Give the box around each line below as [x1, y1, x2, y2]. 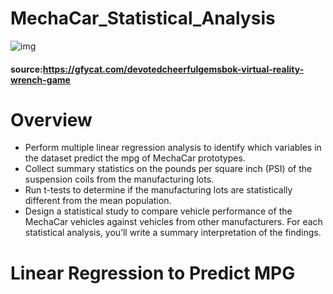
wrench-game [10, 73, 71, 86]
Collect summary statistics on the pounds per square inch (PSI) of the [24, 163, 313, 175]
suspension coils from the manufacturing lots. [24, 173, 215, 186]
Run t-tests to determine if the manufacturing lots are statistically [24, 184, 293, 196]
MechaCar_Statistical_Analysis [10, 7, 276, 30]
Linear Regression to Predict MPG [10, 262, 296, 284]
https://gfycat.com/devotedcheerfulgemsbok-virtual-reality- [42, 63, 305, 75]
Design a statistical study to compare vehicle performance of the [24, 205, 293, 217]
